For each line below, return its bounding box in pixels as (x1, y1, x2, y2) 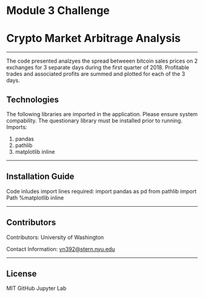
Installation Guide (6, 172, 75, 182)
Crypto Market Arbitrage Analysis (6, 32, 181, 46)
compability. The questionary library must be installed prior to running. (6, 117, 183, 124)
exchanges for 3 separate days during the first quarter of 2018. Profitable (6, 64, 189, 71)
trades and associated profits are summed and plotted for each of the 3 (6, 71, 185, 78)
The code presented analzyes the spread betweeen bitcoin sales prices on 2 (6, 57, 198, 64)
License (6, 268, 37, 279)
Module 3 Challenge (6, 4, 110, 18)
